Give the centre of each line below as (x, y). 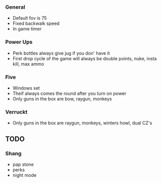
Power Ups (19, 42)
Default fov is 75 (30, 18)
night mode (25, 175)
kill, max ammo (28, 64)
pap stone (23, 164)
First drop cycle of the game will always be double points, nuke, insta (85, 58)
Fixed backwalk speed (36, 23)
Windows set (26, 88)
